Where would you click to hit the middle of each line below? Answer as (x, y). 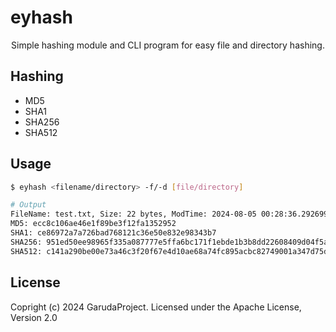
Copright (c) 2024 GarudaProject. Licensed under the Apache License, (156, 307)
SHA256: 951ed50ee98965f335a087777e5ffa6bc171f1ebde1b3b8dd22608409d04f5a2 (171, 242)
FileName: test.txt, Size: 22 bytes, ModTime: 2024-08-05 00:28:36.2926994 (171, 214)
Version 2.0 (34, 317)
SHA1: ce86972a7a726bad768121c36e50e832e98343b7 (113, 233)
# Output (28, 205)
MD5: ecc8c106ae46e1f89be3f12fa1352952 (93, 224)
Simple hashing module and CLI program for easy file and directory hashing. (168, 45)
